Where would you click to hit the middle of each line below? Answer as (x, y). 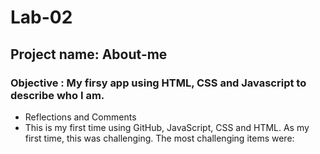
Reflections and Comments (80, 117)
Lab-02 (41, 17)
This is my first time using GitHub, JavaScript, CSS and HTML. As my (167, 127)
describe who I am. (57, 95)
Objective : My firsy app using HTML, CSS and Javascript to (158, 83)
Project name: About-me (89, 54)
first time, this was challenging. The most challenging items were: (159, 138)
